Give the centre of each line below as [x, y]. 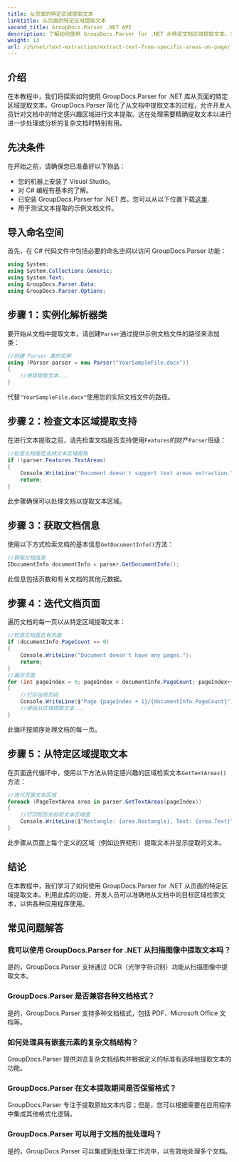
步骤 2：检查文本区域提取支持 [72, 421]
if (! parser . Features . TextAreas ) [57, 460]
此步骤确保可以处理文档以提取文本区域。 [67, 501]
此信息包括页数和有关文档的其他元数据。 [67, 579]
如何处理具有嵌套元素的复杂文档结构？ [73, 1042]
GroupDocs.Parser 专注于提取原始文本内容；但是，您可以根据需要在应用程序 [119, 1105]
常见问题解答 [36, 928]
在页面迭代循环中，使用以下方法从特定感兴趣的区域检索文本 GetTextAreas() [117, 772]
